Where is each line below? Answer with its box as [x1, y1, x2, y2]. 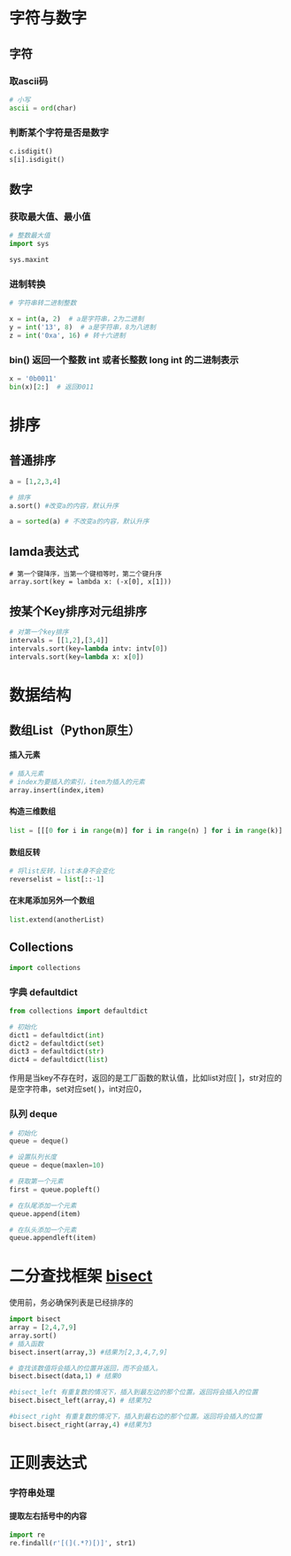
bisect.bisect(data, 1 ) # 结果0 [9, 1372, 122, 1381]
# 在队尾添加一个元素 [9, 1201, 77, 1210]
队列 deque [9, 1108, 57, 1121]
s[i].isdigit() [9, 155, 65, 164]
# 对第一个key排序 [9, 628, 69, 636]
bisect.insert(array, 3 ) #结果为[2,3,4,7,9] [9, 1347, 168, 1357]
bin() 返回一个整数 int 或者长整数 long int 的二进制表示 [9, 353, 239, 366]
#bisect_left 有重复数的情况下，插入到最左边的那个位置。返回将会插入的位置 [9, 1388, 258, 1397]
